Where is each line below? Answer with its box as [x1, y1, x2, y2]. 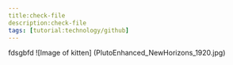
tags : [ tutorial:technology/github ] [8, 26, 129, 34]
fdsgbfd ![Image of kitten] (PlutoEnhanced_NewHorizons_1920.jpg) [8, 48, 226, 58]
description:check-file [8, 19, 87, 27]
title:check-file [8, 11, 66, 20]
